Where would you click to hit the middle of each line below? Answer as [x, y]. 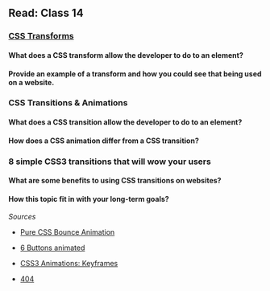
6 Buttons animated [52, 248]
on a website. [31, 82]
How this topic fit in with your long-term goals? [89, 199]
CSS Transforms [41, 36]
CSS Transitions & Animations [68, 103]
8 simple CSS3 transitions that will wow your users [110, 162]
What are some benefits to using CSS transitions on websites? [115, 181]
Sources [22, 217]
